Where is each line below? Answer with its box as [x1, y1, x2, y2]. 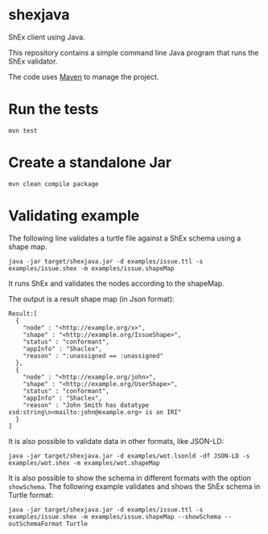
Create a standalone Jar [8, 154, 172, 172]
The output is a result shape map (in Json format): [8, 294, 175, 303]
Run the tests [8, 101, 99, 118]
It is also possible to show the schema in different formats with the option [8, 473, 252, 483]
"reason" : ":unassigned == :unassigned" [23, 351, 163, 359]
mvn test [8, 126, 38, 134]
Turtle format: [8, 490, 54, 499]
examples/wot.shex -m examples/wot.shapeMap [8, 458, 160, 467]
